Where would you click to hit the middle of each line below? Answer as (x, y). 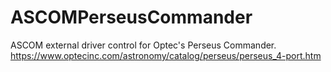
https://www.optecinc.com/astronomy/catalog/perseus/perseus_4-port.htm (166, 55)
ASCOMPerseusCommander (131, 17)
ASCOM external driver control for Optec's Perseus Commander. (143, 45)
